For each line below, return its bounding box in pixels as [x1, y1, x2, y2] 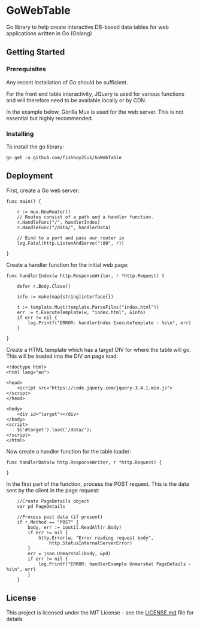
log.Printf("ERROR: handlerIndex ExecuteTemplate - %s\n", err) [28, 319, 192, 326]
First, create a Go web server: [6, 187, 80, 194]
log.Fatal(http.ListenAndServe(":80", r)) [17, 240, 125, 246]
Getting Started [6, 47, 65, 57]
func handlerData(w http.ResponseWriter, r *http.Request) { [6, 459, 162, 465]
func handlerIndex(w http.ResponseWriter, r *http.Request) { [6, 273, 165, 279]
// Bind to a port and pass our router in [17, 235, 125, 241]
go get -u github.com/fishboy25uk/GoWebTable [6, 154, 122, 160]
